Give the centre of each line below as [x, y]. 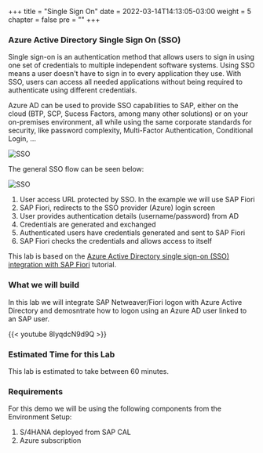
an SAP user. [29, 319]
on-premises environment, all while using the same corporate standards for [130, 122]
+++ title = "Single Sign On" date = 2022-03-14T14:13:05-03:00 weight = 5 [130, 11]
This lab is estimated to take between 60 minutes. [88, 371]
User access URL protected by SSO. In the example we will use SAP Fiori [137, 200]
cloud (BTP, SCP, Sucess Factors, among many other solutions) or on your [128, 114]
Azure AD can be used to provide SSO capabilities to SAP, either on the [123, 106]
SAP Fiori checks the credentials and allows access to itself [115, 241]
